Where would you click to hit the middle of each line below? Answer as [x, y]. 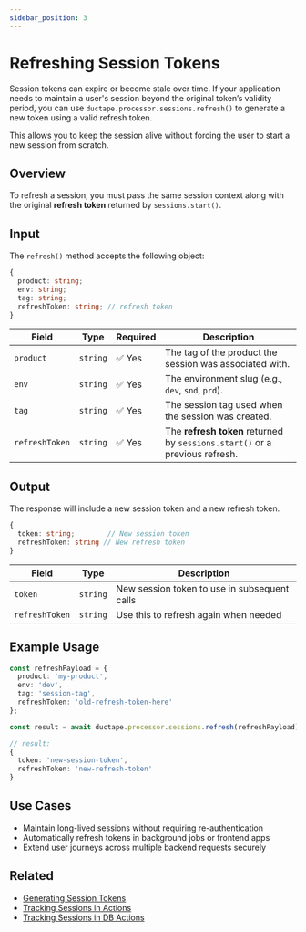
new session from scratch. [59, 145]
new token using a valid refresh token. [81, 117]
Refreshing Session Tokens [115, 63]
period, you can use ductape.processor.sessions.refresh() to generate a [147, 108]
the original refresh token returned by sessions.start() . [116, 205]
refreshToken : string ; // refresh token [95, 307]
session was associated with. [227, 364]
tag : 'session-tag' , [56, 694]
